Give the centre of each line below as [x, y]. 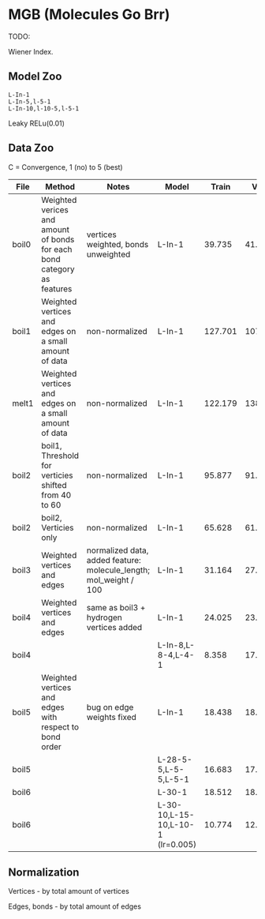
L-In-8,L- [176, 645]
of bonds [58, 239]
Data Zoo [31, 148]
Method [60, 186]
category [58, 268]
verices [55, 209]
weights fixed [111, 717]
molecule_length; [118, 570]
